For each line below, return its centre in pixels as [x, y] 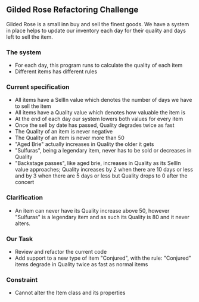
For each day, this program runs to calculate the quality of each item [99, 66]
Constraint [22, 279]
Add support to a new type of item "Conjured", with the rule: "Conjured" [103, 258]
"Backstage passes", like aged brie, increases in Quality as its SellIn [98, 163]
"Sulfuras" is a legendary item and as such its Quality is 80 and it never [102, 217]
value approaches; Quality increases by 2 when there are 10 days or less [104, 170]
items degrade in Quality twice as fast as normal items [81, 264]
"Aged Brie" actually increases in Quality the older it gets [84, 144]
